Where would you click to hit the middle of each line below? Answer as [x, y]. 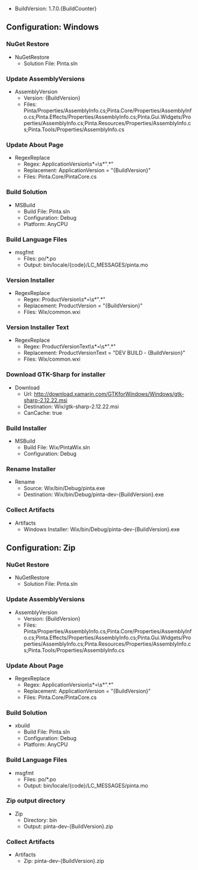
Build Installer [26, 428]
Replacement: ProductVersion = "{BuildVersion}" [83, 306]
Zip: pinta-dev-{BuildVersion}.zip [64, 861]
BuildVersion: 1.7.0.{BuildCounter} [56, 9]
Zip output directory [36, 801]
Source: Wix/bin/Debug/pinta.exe [64, 488]
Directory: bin [40, 820]
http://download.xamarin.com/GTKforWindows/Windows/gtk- [109, 393]
